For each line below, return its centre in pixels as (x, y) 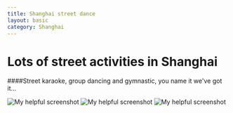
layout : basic (28, 20)
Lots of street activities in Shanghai (113, 61)
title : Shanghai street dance (52, 14)
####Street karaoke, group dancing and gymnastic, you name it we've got (115, 81)
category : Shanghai (36, 27)
